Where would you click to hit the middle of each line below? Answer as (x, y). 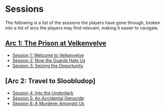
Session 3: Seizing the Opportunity (48, 65)
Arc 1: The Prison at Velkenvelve (56, 43)
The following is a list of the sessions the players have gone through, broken (83, 23)
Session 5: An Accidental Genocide (48, 98)
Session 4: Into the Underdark (43, 93)
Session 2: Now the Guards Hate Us (49, 60)
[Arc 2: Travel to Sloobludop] (50, 81)
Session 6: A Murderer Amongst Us (48, 103)
